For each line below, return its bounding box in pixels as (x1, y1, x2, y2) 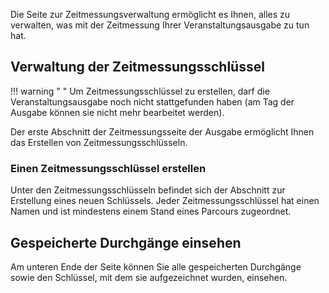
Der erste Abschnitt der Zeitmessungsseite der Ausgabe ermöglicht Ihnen (10, 125, 315, 138)
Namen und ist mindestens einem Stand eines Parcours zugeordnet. (10, 205, 292, 218)
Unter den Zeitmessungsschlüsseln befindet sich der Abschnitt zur (10, 184, 286, 196)
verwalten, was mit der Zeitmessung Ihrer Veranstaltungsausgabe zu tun (10, 19, 310, 31)
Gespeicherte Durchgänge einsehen (10, 234, 242, 251)
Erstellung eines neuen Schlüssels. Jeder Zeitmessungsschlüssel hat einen (10, 195, 320, 207)
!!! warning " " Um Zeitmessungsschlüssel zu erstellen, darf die (10, 85, 270, 97)
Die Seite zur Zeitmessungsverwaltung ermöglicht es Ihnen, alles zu (10, 9, 291, 20)
